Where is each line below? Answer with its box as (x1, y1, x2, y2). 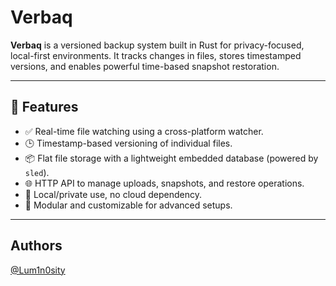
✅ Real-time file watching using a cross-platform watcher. (24, 125, 264, 137)
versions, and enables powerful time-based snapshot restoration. (10, 60, 280, 72)
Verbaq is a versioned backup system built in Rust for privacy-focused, (10, 39, 305, 51)
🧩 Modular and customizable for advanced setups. (24, 199, 233, 211)
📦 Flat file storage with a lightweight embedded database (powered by (24, 152, 319, 164)
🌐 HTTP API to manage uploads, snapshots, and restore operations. (24, 177, 305, 189)
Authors (10, 237, 63, 255)
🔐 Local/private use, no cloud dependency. (24, 188, 202, 200)
